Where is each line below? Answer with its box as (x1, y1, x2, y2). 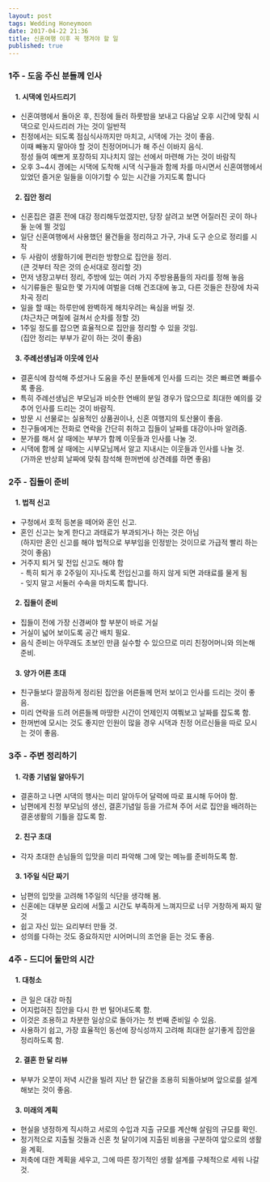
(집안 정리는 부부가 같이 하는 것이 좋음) (19, 333, 142, 343)
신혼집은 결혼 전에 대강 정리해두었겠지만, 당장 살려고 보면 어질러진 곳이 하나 (19, 211, 258, 221)
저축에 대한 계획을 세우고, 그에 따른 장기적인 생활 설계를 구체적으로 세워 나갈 (19, 1155, 260, 1165)
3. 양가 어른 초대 (15, 668, 66, 677)
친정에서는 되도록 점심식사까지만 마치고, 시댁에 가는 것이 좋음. (19, 131, 215, 142)
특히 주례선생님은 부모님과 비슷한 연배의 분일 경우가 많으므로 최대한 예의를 (19, 393, 254, 403)
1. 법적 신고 (15, 497, 50, 507)
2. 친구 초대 (15, 831, 52, 841)
